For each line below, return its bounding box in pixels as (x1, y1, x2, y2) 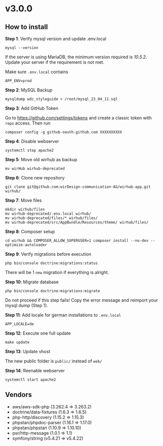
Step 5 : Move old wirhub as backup (5, 157, 77, 162)
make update (5, 340, 30, 345)
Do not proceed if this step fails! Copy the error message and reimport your (5, 297, 158, 303)
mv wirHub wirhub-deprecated (5, 166, 65, 171)
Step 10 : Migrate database (5, 279, 59, 285)
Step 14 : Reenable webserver (5, 368, 65, 373)
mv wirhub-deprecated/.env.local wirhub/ (5, 211, 92, 216)
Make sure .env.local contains (5, 69, 68, 75)
